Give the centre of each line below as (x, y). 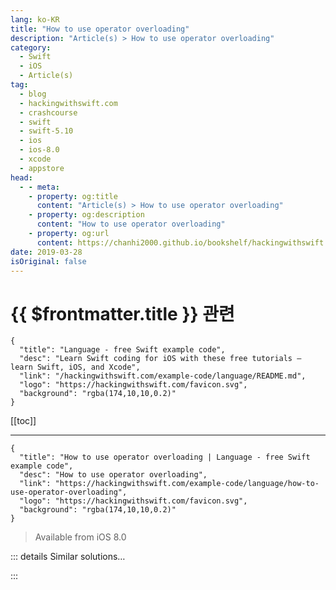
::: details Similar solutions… (68, 557)
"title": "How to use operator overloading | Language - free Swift (165, 457)
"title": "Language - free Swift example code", (122, 350)
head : (21, 177)
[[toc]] (23, 421)
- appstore (42, 168)
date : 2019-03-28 (46, 252)
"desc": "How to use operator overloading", (113, 475)
